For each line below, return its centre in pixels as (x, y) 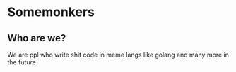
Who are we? (37, 38)
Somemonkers (51, 12)
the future (22, 62)
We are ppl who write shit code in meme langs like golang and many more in (118, 55)
